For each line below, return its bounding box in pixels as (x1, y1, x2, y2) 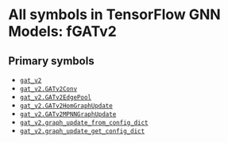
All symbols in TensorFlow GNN (8, 6, 221, 24)
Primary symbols (8, 54, 95, 68)
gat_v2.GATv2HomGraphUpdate (19, 102, 113, 110)
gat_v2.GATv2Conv (19, 85, 78, 93)
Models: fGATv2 (8, 22, 117, 41)
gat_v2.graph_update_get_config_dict (19, 127, 145, 135)
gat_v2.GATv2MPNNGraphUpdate (19, 110, 117, 118)
